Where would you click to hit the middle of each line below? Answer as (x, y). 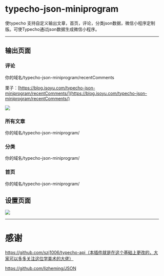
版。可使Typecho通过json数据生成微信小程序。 (52, 29)
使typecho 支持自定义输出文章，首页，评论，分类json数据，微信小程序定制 (80, 23)
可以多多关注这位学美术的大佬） (41, 259)
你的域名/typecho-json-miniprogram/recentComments (60, 77)
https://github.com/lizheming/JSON (41, 268)
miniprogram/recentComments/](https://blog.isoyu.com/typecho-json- (76, 93)
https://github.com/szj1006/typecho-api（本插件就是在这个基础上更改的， (79, 253)
